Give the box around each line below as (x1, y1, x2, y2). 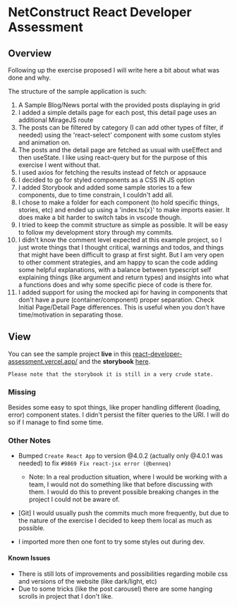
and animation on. (18, 138, 71, 147)
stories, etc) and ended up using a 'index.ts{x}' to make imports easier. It (18, 206, 230, 214)
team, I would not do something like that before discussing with (28, 480, 214, 489)
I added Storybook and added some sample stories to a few (18, 183, 193, 191)
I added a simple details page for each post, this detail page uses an (18, 109, 217, 116)
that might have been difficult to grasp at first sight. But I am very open (18, 251, 224, 259)
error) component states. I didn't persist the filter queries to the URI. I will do (8, 410, 230, 419)
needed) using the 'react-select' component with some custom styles (18, 131, 221, 139)
